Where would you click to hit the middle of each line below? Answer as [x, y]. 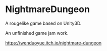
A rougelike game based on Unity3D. [43, 23]
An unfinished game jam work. [37, 33]
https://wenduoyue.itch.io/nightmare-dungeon [54, 43]
